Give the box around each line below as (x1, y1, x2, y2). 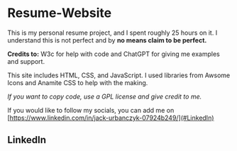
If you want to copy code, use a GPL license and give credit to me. (7, 92, 202, 101)
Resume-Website (7, 5, 112, 21)
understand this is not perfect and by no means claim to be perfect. (7, 35, 207, 44)
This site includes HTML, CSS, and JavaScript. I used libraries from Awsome (7, 71, 231, 79)
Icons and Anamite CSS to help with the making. (7, 78, 148, 86)
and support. (7, 57, 45, 65)
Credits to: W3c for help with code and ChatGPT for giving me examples (7, 50, 220, 58)
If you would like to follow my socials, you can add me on (7, 106, 175, 114)
